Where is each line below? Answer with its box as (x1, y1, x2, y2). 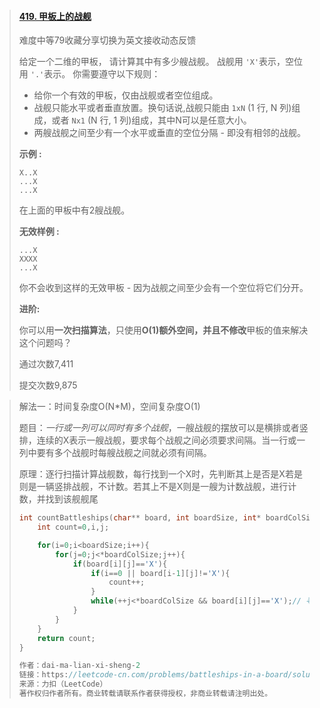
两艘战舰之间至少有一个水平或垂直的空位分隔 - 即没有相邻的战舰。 (33, 127, 306, 139)
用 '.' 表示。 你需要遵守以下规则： (18, 68, 161, 80)
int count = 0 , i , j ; (37, 522, 110, 533)
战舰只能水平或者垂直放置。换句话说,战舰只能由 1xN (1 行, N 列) (33, 102, 292, 114)
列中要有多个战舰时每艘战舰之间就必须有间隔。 (18, 447, 212, 459)
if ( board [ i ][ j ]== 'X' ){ (72, 559, 168, 569)
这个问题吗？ (18, 337, 72, 349)
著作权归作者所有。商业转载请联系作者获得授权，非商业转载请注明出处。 (18, 689, 273, 699)
